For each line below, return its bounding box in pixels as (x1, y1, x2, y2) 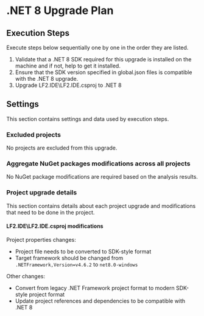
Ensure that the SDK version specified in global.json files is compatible (15, 69, 192, 76)
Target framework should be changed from (15, 254, 124, 261)
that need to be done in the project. (6, 208, 95, 216)
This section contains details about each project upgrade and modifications (6, 202, 196, 210)
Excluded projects (6, 130, 62, 139)
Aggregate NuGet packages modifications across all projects (6, 159, 191, 168)
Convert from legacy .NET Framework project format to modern (15, 284, 175, 292)
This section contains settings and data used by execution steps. (6, 115, 169, 122)
